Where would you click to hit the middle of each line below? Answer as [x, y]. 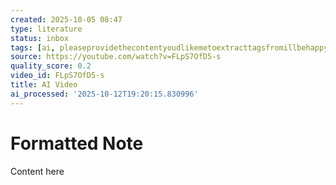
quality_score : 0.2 [51, 66]
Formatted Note [77, 143]
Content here [37, 171]
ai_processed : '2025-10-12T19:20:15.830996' [104, 94]
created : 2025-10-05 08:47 [66, 19]
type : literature [46, 29]
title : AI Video [44, 85]
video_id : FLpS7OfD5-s [57, 76]
